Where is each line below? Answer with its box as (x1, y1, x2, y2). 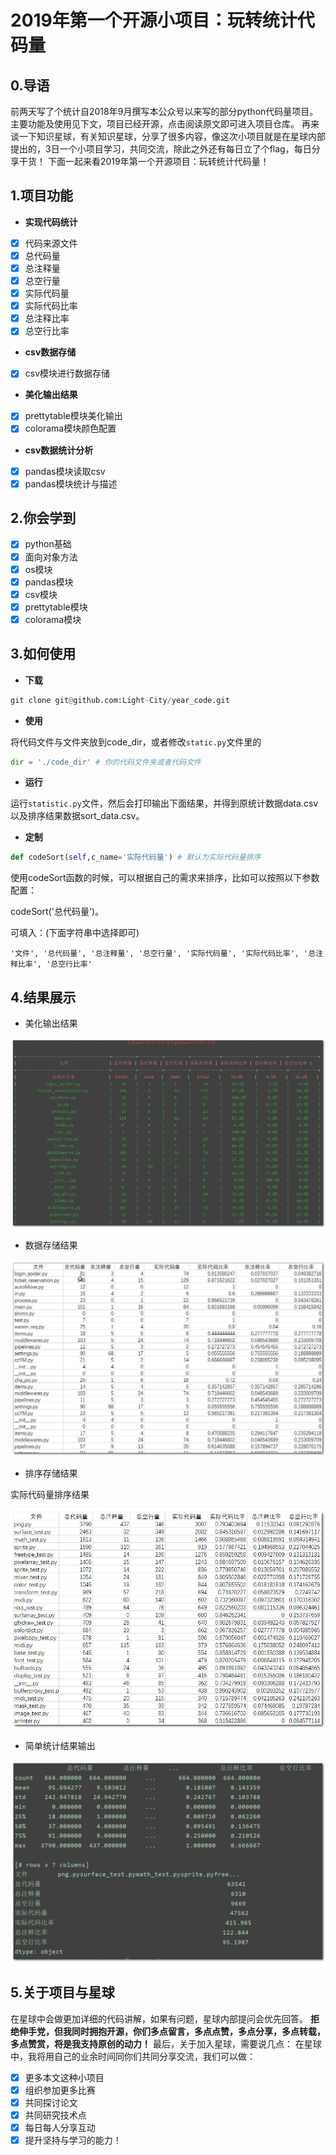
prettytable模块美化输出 (24, 410, 123, 422)
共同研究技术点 (24, 2109, 87, 2121)
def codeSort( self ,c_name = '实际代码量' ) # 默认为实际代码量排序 (10, 852, 262, 863)
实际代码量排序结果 (10, 1489, 90, 1501)
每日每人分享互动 (24, 2122, 96, 2134)
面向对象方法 (24, 551, 78, 563)
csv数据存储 (24, 346, 77, 358)
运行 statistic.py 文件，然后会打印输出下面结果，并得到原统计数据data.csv (10, 797, 319, 810)
